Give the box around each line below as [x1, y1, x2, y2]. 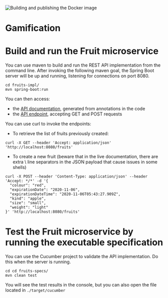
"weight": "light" [10, 205, 49, 210]
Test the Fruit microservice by [5, 226, 134, 237]
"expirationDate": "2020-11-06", [10, 187, 80, 193]
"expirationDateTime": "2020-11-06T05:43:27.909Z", [10, 192, 121, 197]
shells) [12, 164, 27, 170]
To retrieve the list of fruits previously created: [12, 131, 109, 137]
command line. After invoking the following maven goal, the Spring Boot [5, 68, 154, 74]
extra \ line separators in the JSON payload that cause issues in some [12, 159, 158, 165]
